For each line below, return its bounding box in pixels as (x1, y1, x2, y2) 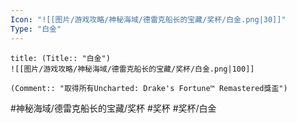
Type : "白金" (10, 24, 62, 34)
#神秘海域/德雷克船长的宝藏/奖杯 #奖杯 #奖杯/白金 (10, 102, 217, 114)
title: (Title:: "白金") (10, 53, 111, 63)
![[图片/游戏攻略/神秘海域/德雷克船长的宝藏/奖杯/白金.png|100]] (10, 64, 255, 74)
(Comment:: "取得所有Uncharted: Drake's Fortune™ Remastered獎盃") (10, 83, 288, 93)
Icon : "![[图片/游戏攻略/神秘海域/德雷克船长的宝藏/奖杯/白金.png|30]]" (10, 14, 287, 25)
